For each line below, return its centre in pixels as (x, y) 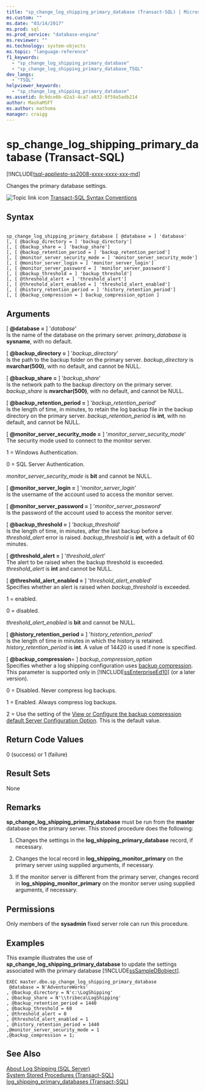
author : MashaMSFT (30, 103)
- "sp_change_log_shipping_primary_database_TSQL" (77, 69)
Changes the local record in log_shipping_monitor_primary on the (99, 859)
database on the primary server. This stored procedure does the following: (100, 829)
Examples (25, 943)
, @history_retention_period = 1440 (53, 1024)
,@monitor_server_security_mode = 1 (53, 1030)
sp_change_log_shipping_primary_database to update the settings (92, 964)
